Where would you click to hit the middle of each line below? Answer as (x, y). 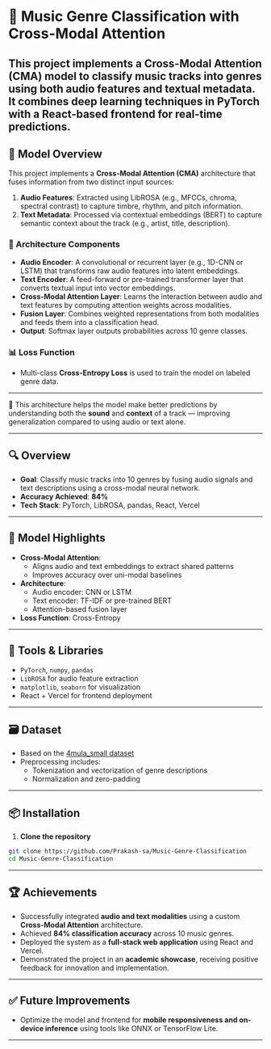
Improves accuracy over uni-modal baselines (107, 575)
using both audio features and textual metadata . (132, 88)
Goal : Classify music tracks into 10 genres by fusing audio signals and (136, 479)
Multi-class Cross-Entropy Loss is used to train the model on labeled (135, 373)
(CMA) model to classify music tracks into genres (135, 76)
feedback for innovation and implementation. (94, 967)
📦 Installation (44, 813)
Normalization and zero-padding (86, 779)
